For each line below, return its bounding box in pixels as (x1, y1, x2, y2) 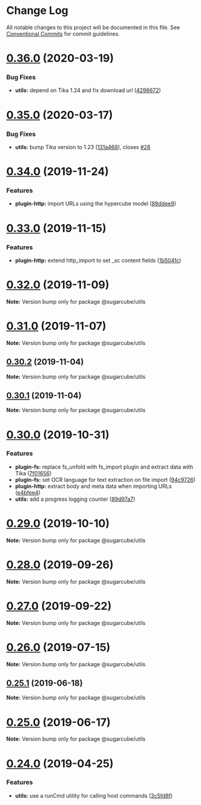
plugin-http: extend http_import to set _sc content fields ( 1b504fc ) (15, 256, 182, 264)
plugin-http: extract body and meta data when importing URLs (15, 483, 172, 490)
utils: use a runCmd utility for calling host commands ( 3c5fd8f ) (15, 792, 173, 799)
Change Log (6, 4, 68, 18)
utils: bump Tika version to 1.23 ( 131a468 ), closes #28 (15, 143, 151, 150)
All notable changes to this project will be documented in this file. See (6, 24, 180, 31)
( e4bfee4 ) (15, 489, 41, 496)
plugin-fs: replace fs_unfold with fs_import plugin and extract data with (15, 463, 194, 470)
